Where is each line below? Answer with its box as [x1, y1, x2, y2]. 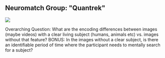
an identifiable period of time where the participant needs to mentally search [5, 42, 161, 48]
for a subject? [5, 47, 33, 53]
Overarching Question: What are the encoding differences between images [5, 26, 158, 32]
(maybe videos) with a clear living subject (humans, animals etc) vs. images [5, 31, 159, 37]
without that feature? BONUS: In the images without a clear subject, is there [5, 36, 159, 42]
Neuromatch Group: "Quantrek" [5, 4, 105, 12]
